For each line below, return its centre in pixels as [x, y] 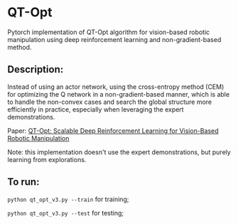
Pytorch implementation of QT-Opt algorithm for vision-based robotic [109, 32]
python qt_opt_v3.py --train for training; [68, 199]
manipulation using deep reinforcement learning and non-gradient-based [114, 39]
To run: [23, 182]
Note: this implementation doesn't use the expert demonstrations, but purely [119, 152]
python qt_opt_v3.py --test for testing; [66, 213]
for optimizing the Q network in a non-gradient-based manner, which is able [118, 94]
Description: [36, 69]
